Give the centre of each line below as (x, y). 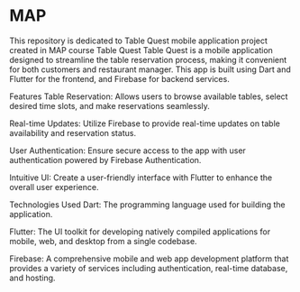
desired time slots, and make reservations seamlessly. (109, 105)
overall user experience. (54, 187)
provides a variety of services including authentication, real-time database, (149, 268)
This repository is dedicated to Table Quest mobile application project (139, 41)
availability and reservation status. (73, 132)
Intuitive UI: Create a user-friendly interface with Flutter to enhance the (141, 178)
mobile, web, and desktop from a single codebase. (103, 241)
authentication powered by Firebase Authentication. (105, 160)
